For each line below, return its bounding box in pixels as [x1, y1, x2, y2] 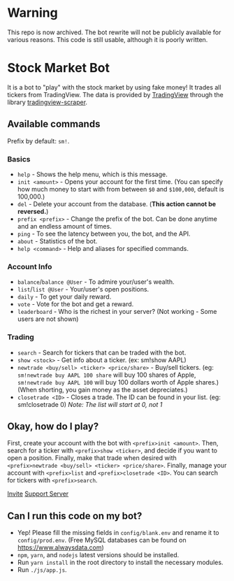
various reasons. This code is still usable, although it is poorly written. [7, 35, 208, 43]
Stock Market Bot [7, 60, 110, 76]
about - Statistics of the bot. [17, 236, 98, 245]
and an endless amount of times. [17, 222, 112, 230]
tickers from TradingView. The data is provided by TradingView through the [7, 90, 224, 99]
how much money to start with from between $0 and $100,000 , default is [17, 185, 225, 193]
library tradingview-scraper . [7, 98, 88, 106]
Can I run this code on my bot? [7, 510, 142, 522]
